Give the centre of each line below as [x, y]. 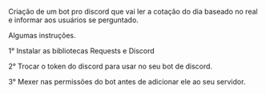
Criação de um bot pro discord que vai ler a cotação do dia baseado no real [133, 12]
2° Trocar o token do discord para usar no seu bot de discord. [111, 66]
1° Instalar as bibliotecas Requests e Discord [81, 51]
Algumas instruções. [42, 35]
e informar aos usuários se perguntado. [73, 20]
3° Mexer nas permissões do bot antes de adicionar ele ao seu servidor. [127, 82]
